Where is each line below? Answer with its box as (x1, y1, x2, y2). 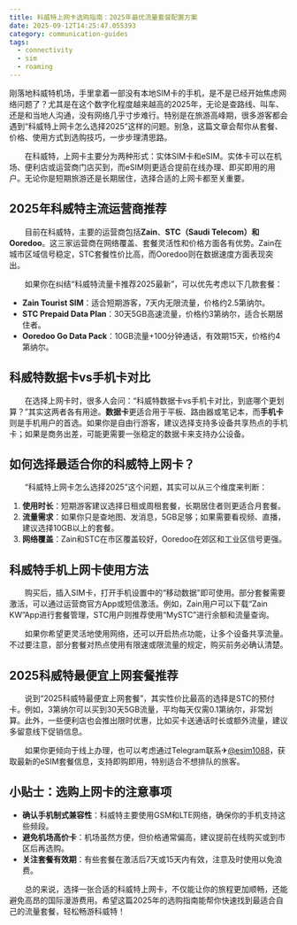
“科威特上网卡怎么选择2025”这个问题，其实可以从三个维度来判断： (24, 482, 268, 492)
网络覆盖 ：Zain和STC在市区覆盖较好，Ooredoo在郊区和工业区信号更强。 (21, 534, 287, 544)
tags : (9, 37, 29, 47)
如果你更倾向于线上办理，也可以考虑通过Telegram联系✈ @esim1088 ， (24, 744, 278, 755)
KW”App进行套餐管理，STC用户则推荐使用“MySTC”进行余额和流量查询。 (9, 610, 274, 621)
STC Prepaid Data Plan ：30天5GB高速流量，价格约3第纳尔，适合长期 (21, 308, 276, 319)
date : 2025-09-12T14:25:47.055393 (9, 21, 137, 30)
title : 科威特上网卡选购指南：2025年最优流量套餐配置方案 (9, 12, 198, 22)
